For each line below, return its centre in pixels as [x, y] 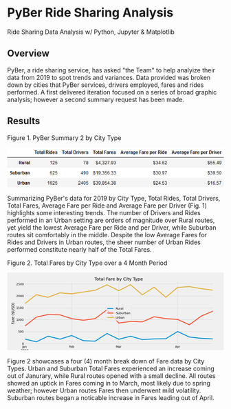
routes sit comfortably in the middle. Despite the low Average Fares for [107, 235]
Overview [29, 53]
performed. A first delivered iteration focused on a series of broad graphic [112, 92]
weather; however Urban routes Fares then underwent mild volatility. [104, 390]
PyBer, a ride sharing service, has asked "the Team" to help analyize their [111, 70]
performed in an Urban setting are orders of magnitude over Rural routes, [111, 220]
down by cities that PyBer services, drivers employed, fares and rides [106, 85]
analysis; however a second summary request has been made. [96, 99]
